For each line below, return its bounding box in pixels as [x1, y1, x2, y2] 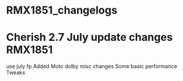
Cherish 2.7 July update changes [6, 31, 173, 44]
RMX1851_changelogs [6, 4, 118, 17]
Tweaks [6, 69, 26, 76]
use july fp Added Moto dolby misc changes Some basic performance [6, 63, 178, 70]
